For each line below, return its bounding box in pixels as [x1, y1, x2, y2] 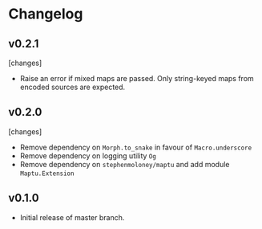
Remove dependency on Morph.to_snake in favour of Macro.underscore [19, 142, 252, 152]
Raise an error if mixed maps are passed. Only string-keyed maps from [19, 74, 254, 83]
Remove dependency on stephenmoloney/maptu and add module [19, 159, 230, 169]
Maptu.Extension [19, 170, 75, 178]
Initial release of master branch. [19, 212, 125, 222]
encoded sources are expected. [19, 82, 126, 92]
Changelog [8, 5, 83, 23]
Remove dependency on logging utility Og [19, 150, 156, 161]
